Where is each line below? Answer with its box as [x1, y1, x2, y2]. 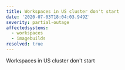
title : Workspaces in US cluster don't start [6, 8, 119, 15]
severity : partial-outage [6, 19, 69, 25]
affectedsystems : [6, 24, 49, 31]
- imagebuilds [11, 36, 46, 41]
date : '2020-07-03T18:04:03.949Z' [6, 14, 91, 20]
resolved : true [6, 41, 43, 47]
